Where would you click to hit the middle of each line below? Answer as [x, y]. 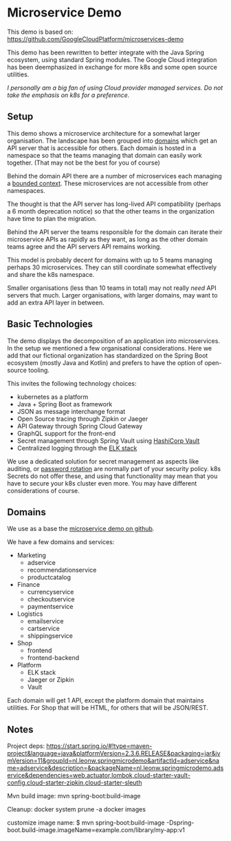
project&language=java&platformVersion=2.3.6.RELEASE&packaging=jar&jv [114, 754]
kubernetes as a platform [53, 397]
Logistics [30, 614]
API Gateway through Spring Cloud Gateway [80, 426]
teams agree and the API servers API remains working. [84, 247]
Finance [29, 585]
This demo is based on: [40, 32]
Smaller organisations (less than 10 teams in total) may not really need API [112, 288]
